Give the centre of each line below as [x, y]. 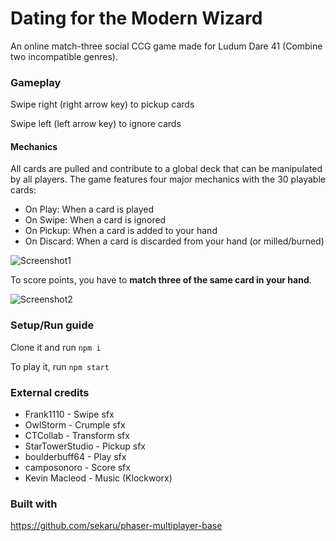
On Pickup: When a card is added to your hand [121, 231]
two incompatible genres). [64, 56]
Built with [34, 504]
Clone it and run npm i [56, 347]
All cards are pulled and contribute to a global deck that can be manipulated [166, 169]
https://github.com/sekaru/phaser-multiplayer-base [116, 526]
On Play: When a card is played [89, 209]
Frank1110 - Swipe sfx [69, 414]
